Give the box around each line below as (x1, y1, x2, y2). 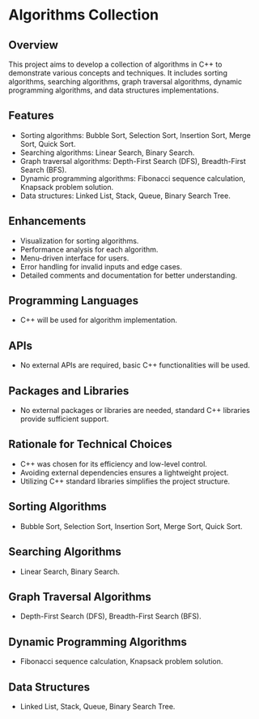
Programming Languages (8, 294, 139, 308)
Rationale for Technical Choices (8, 437, 172, 451)
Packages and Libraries (8, 384, 129, 398)
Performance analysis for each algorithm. (19, 244, 159, 254)
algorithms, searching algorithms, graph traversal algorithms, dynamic (8, 77, 243, 86)
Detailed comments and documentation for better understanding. (19, 270, 237, 280)
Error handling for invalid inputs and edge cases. (19, 261, 183, 271)
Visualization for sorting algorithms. (19, 235, 139, 245)
